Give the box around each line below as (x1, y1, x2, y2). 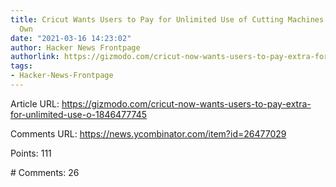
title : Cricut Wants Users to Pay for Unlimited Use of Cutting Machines (10, 14, 325, 25)
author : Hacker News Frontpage (10, 42, 141, 53)
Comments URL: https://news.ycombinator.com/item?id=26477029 (10, 127, 287, 140)
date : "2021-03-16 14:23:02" (10, 33, 132, 43)
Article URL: (10, 97, 60, 110)
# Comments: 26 (10, 166, 80, 178)
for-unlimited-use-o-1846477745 (10, 108, 148, 120)
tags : (10, 61, 33, 71)
